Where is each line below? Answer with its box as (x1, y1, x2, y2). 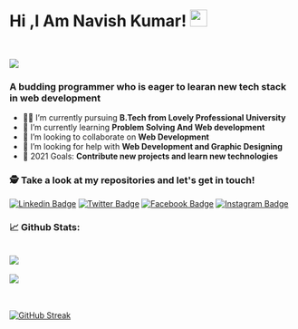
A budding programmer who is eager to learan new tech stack (9, 80, 287, 92)
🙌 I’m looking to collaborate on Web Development (22, 131, 210, 142)
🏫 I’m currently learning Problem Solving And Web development (22, 122, 265, 133)
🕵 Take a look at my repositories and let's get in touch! (9, 174, 255, 187)
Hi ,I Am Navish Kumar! (9, 11, 187, 32)
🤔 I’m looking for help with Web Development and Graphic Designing (22, 141, 284, 152)
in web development (9, 92, 101, 104)
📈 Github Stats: (9, 221, 81, 234)
